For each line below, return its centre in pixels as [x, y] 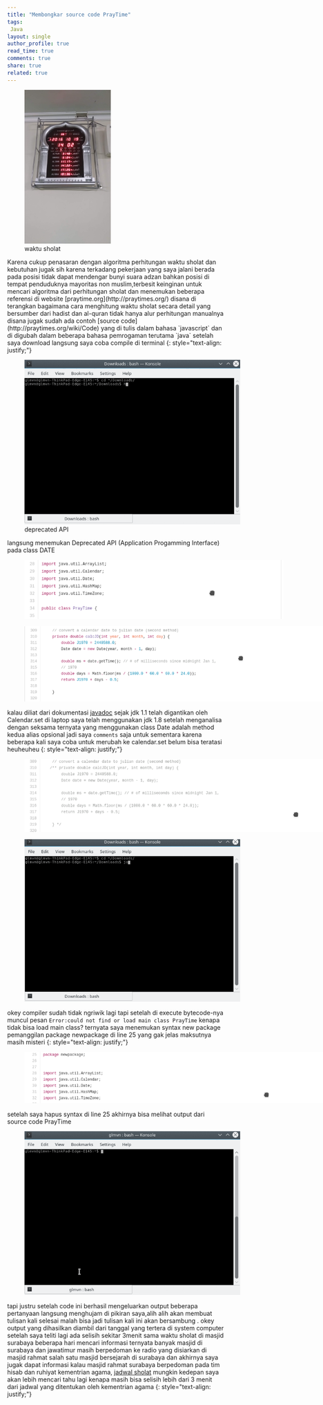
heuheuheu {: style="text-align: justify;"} [65, 749]
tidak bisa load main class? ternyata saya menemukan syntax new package [114, 1028]
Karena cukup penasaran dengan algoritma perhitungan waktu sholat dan [112, 262]
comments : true [29, 59]
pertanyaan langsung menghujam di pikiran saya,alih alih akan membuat [110, 1313]
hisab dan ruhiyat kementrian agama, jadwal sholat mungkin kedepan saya [113, 1372]
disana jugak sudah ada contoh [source [63, 321]
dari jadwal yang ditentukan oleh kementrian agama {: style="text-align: [109, 1386]
